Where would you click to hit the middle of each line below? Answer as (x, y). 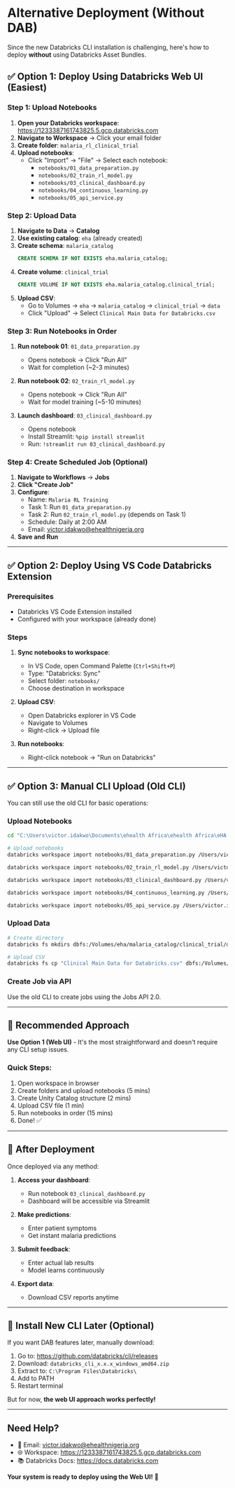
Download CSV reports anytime (73, 1297)
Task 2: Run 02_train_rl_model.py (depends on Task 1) (107, 515)
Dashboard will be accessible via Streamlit (89, 1201)
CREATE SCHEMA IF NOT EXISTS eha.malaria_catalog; (93, 258)
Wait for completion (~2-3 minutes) (78, 367)
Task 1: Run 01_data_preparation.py (79, 507)
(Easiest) (27, 88)
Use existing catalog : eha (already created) (80, 238)
